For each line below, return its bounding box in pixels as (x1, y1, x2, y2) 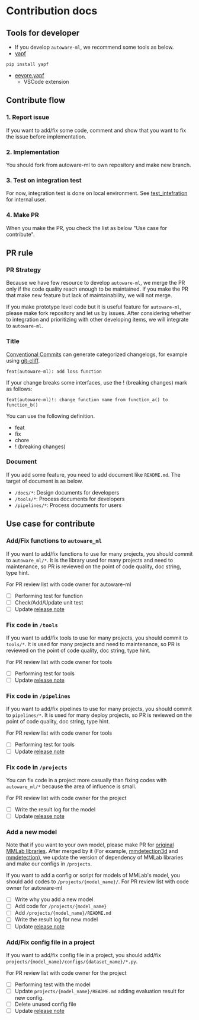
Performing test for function (14, 592, 83, 599)
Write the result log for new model (14, 916, 98, 923)
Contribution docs (6, 4, 98, 18)
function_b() (6, 402, 38, 408)
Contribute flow (6, 95, 66, 105)
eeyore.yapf (14, 72, 44, 78)
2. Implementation (6, 147, 60, 156)
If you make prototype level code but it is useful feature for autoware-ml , (6, 303, 182, 310)
